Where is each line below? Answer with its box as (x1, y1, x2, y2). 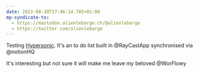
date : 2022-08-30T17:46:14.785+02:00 (6, 8, 100, 15)
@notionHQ (6, 48, 35, 56)
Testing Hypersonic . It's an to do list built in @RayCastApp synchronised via (6, 42, 193, 49)
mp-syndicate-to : (6, 14, 50, 20)
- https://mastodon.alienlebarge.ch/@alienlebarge (11, 20, 140, 26)
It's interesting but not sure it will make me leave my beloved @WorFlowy (6, 60, 186, 67)
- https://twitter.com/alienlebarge (11, 25, 103, 32)
